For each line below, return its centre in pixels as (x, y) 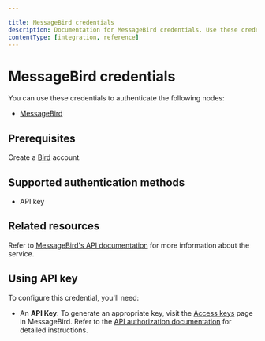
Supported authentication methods (97, 182)
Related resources (54, 226)
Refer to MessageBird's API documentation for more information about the (129, 245)
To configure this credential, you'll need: (74, 297)
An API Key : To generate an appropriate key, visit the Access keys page (136, 313)
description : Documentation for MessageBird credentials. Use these (123, 30)
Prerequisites (42, 138)
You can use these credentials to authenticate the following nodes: (116, 98)
